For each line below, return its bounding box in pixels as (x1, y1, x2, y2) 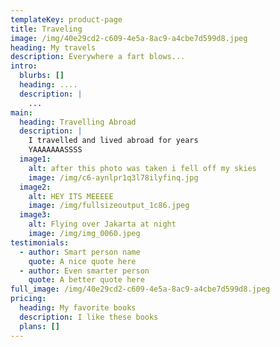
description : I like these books (19, 312, 159, 322)
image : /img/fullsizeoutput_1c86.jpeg (28, 201, 190, 211)
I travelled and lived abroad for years (28, 136, 199, 146)
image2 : (19, 182, 52, 192)
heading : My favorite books (19, 303, 137, 313)
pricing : (10, 294, 47, 304)
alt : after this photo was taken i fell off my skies (28, 163, 257, 173)
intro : (10, 61, 38, 71)
